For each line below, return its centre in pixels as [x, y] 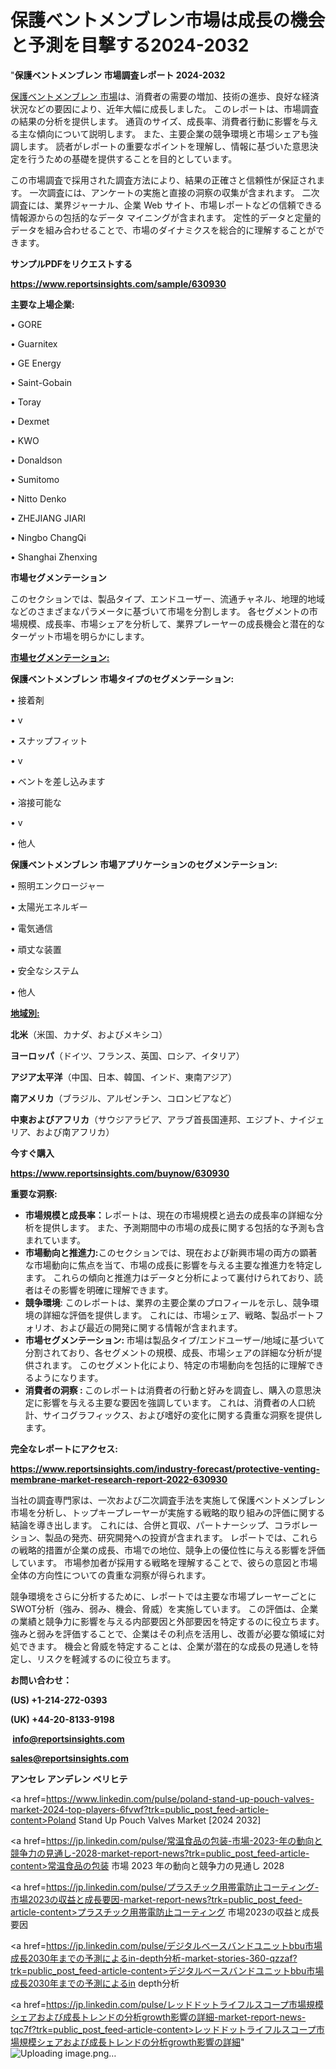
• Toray [26, 402]
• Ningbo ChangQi [48, 537]
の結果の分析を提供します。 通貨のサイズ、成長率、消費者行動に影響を [156, 121]
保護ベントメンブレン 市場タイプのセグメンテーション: [122, 678]
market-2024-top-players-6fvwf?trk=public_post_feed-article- [140, 1809]
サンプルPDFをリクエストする [71, 263]
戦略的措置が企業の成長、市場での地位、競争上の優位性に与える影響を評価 [172, 1550]
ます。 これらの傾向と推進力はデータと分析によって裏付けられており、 [169, 1277]
